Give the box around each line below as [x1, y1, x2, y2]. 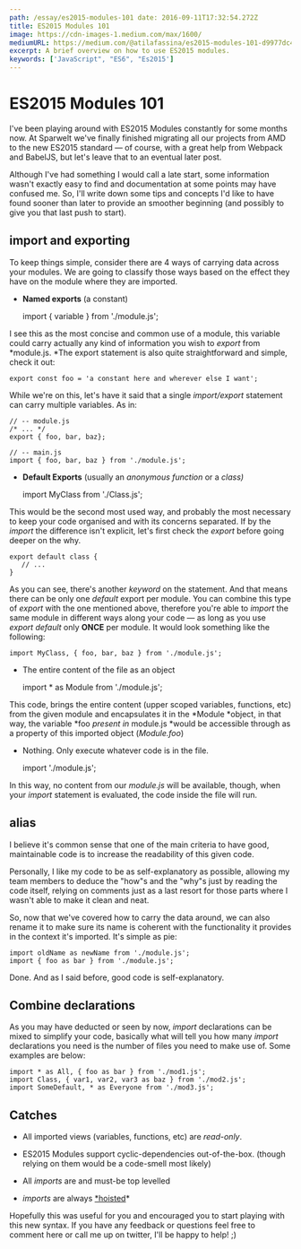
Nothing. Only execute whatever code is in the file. [21, 745, 209, 756]
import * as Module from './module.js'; [21, 681, 163, 692]
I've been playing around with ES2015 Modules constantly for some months [9, 123, 288, 134]
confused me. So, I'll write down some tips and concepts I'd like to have [9, 187, 275, 198]
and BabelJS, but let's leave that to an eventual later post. [9, 152, 222, 162]
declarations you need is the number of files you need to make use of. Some [9, 1041, 291, 1052]
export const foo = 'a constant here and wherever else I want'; [9, 374, 258, 383]
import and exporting [9, 233, 131, 248]
